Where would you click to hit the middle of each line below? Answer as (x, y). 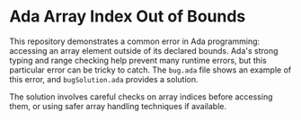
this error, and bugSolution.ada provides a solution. (104, 79)
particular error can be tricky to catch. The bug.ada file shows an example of (150, 70)
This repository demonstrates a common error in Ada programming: (135, 41)
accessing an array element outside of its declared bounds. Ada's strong (144, 50)
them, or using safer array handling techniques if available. (118, 106)
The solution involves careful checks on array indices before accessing (141, 97)
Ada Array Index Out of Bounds (128, 17)
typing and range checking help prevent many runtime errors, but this (138, 60)
